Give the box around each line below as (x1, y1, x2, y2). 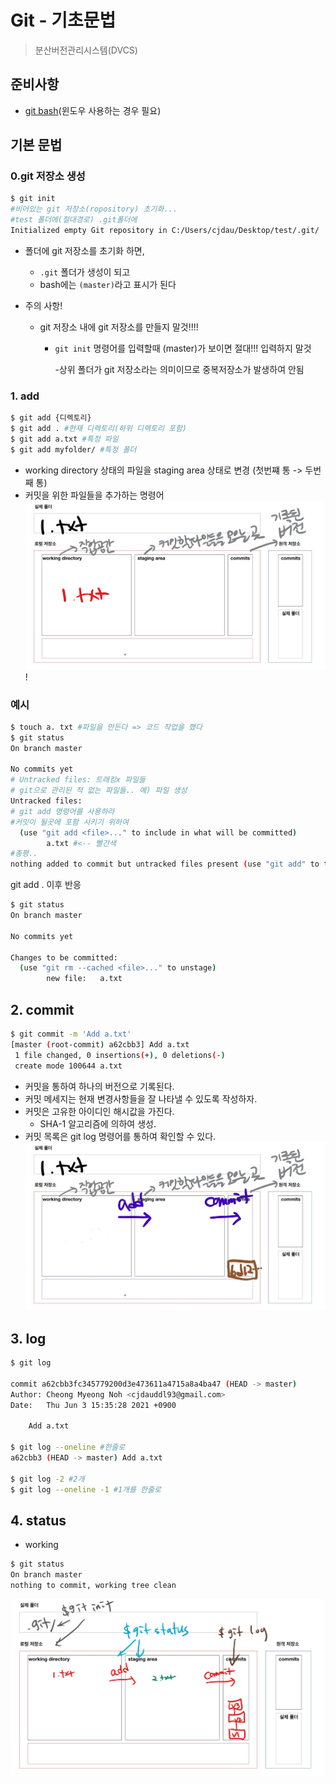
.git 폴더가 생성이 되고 (39, 266, 131, 278)
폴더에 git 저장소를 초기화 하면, (24, 244, 145, 256)
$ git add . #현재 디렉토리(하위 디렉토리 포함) (10, 424, 188, 434)
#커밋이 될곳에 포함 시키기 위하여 (10, 817, 129, 827)
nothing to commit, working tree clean (10, 1581, 177, 1591)
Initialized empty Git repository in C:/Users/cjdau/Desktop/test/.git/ (10, 226, 320, 236)
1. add (10, 389, 40, 403)
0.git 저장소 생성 (10, 169, 86, 183)
